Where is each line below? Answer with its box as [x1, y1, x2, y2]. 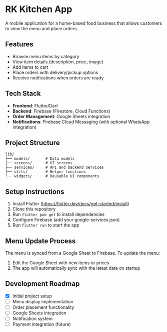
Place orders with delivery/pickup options [12, 69, 98, 75]
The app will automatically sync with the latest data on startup [12, 265, 140, 271]
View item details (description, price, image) [12, 59, 103, 65]
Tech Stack [5, 89, 41, 98]
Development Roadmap [5, 280, 80, 288]
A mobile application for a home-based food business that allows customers [5, 20, 162, 26]
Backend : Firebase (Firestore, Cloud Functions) [12, 108, 110, 114]
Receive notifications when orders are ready [12, 74, 104, 81]
